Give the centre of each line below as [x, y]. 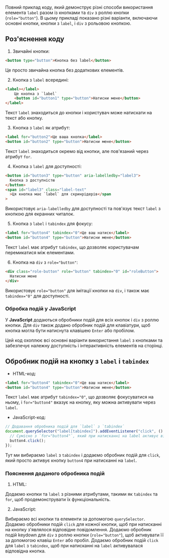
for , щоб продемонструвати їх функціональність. [58, 500]
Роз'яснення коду [35, 39]
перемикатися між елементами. [40, 252]
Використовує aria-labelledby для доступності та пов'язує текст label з [83, 209]
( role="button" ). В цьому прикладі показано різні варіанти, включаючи [81, 18]
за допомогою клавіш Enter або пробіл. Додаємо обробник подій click [82, 540]
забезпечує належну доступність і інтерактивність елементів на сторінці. [84, 345]
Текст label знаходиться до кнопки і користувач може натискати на [79, 113]
